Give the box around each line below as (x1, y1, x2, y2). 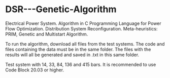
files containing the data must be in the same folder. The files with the (5, 46, 151, 52)
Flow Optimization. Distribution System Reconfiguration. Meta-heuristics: (5, 25, 158, 31)
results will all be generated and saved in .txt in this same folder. (5, 52, 140, 58)
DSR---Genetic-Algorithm (5, 4, 117, 15)
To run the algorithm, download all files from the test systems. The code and (5, 41, 165, 47)
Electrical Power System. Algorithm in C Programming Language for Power (5, 20, 161, 26)
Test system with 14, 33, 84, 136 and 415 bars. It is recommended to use (5, 61, 156, 67)
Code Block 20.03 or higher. (5, 67, 64, 73)
